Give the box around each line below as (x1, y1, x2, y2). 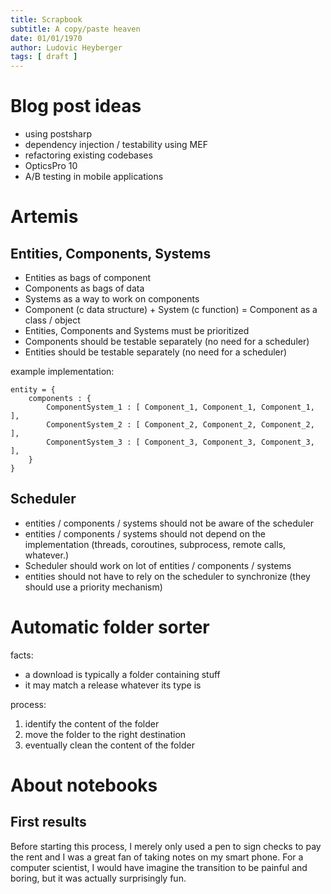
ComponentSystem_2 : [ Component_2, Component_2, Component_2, (46, 420, 315, 430)
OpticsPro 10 (24, 160, 78, 172)
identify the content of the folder (24, 717, 160, 730)
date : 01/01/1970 (10, 33, 83, 43)
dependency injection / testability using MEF (24, 139, 208, 151)
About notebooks (10, 774, 158, 796)
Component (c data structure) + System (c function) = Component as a (24, 304, 318, 316)
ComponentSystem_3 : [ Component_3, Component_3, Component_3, (46, 437, 315, 448)
